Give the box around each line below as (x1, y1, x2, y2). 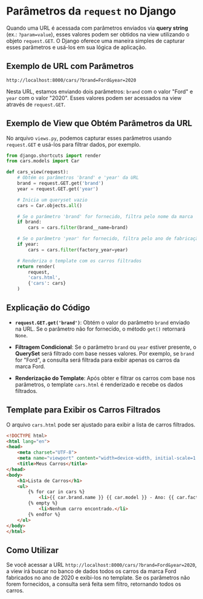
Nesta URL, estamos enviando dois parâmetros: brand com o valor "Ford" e (6, 88, 193, 95)
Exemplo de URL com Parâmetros (6, 61, 134, 71)
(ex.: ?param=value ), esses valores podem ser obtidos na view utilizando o (6, 30, 190, 38)
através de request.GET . (6, 101, 65, 108)
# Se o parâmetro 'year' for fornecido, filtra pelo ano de (17, 236, 172, 242)
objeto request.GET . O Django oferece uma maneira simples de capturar (6, 37, 185, 44)
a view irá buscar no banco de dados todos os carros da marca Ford (6, 568, 176, 575)
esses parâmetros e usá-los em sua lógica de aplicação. (6, 44, 147, 51)
